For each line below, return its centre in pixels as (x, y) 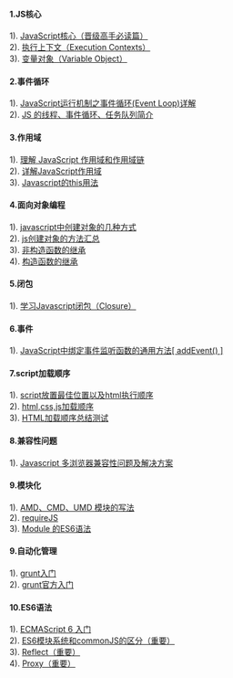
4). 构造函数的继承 (44, 261)
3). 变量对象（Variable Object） (68, 58)
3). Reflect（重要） (45, 652)
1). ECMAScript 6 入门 (51, 630)
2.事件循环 (30, 81)
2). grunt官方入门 (42, 585)
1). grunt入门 (33, 573)
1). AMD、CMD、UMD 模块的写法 (72, 507)
